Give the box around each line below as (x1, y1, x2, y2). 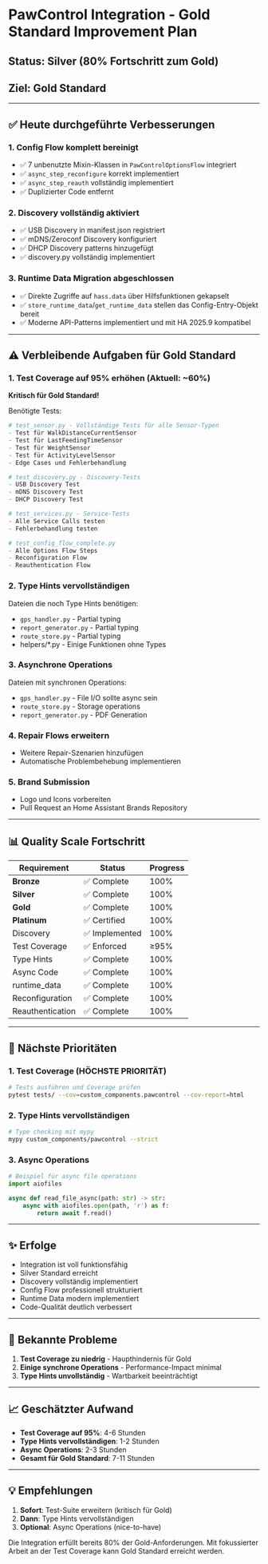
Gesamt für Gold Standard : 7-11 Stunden (19, 1453, 156, 1463)
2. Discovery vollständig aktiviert (8, 208, 140, 218)
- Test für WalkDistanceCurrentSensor (8, 429, 137, 437)
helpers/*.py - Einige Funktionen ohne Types (19, 639, 167, 649)
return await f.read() (37, 1209, 112, 1217)
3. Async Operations (8, 1154, 90, 1165)
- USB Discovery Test (8, 481, 81, 489)
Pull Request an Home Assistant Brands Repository (19, 803, 187, 812)
